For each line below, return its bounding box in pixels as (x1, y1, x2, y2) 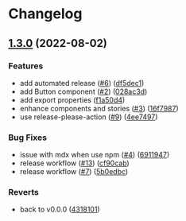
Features (8, 60, 44, 72)
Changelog (8, 5, 83, 23)
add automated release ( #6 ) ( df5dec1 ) (19, 78, 145, 87)
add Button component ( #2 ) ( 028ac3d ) (19, 87, 148, 96)
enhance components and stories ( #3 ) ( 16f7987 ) (19, 103, 179, 113)
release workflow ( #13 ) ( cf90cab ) (19, 158, 130, 168)
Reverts (8, 187, 40, 198)
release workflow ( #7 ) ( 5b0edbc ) (19, 167, 129, 176)
